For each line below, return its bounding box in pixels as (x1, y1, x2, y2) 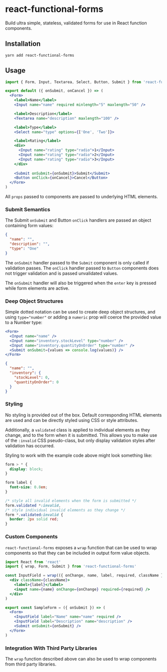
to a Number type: (5, 320, 43, 326)
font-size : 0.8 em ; (9, 485, 48, 490)
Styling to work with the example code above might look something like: (5, 452, 153, 458)
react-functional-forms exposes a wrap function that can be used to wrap (5, 544, 157, 550)
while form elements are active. (5, 285, 70, 291)
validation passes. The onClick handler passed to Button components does (5, 265, 159, 271)
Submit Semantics (5, 206, 51, 213)
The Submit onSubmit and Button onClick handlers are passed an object (5, 217, 152, 223)
